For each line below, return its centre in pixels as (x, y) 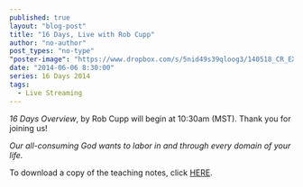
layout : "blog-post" (48, 26)
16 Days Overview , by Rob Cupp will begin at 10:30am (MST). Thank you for (150, 119)
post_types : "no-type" (52, 51)
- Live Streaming (50, 93)
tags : (19, 85)
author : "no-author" (48, 43)
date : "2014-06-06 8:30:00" (62, 68)
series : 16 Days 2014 (50, 76)
